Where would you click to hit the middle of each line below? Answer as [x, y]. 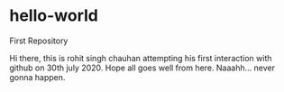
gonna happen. [37, 77]
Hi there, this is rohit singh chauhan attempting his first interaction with [141, 58]
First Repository [39, 41]
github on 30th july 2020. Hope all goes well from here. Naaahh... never [142, 68]
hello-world [54, 16]
